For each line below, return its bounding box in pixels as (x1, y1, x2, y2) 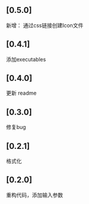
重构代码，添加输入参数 (6, 191, 63, 198)
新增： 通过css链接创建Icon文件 (6, 21, 84, 29)
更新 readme (6, 89, 37, 97)
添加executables (6, 56, 46, 63)
